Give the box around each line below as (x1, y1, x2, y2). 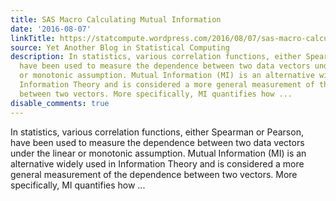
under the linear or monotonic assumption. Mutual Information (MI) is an (10, 147, 307, 159)
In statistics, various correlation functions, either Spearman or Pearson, (10, 126, 304, 138)
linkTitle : (10, 33, 56, 43)
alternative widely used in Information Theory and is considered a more (10, 157, 305, 170)
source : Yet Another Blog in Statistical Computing (10, 42, 230, 53)
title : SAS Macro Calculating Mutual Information (10, 14, 222, 25)
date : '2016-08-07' (10, 24, 92, 34)
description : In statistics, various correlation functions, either (10, 52, 302, 62)
